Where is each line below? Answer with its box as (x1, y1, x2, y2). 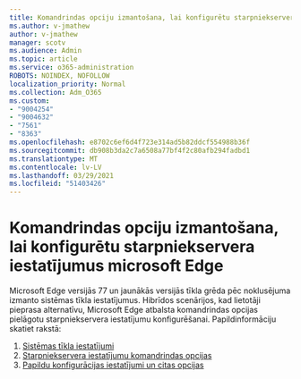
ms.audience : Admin (9, 46, 82, 55)
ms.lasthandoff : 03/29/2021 (9, 171, 115, 180)
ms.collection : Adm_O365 (9, 88, 102, 97)
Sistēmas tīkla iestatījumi (21, 341, 115, 351)
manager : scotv (9, 38, 66, 47)
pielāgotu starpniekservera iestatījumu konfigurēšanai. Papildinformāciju (9, 314, 277, 324)
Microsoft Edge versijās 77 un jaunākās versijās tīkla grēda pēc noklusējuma (9, 285, 291, 296)
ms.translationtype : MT (9, 154, 99, 164)
